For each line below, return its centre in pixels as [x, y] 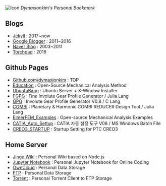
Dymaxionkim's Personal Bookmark [58, 8]
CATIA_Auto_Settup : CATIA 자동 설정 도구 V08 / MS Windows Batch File [87, 123]
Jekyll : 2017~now [31, 36]
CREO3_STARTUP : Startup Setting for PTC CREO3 [65, 129]
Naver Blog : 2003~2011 [37, 46]
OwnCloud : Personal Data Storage [49, 168]
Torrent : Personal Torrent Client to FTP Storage [62, 178]
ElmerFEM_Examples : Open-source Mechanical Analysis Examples [82, 117]
